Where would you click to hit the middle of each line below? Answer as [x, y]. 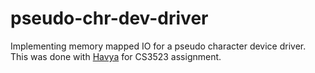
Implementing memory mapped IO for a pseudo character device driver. [158, 46]
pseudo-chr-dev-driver [109, 18]
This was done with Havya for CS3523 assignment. [116, 56]
